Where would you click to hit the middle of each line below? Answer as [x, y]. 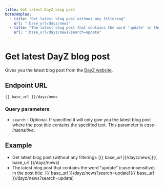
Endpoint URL [26, 85]
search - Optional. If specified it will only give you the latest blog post [82, 120]
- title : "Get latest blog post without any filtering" [67, 19]
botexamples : [18, 14]
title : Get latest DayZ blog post [40, 10]
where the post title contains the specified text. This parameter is [78, 125]
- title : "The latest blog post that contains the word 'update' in [81, 28]
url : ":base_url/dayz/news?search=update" [58, 32]
